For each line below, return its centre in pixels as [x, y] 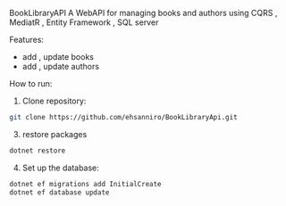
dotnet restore [38, 151]
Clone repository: [54, 101]
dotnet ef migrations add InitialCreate [86, 184]
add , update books [58, 57]
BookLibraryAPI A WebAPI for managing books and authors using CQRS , [143, 13]
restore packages [55, 134]
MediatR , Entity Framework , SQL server [84, 22]
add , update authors [61, 66]
